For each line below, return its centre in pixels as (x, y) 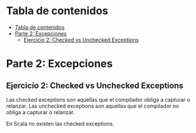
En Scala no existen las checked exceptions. (60, 124)
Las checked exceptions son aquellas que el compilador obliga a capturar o (98, 99)
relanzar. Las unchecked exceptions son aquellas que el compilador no (93, 106)
